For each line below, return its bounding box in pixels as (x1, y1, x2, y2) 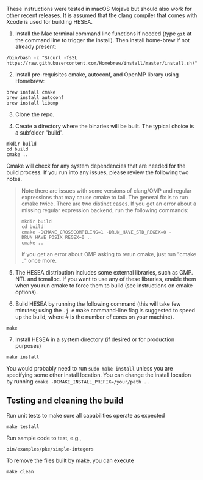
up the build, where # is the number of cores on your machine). (15, 313, 174, 320)
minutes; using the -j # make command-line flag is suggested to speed (15, 307, 196, 314)
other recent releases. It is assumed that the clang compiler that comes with (6, 12, 198, 19)
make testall (6, 423, 40, 430)
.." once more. (21, 257, 57, 264)
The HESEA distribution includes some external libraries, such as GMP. (15, 269, 193, 276)
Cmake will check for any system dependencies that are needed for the (6, 162, 186, 169)
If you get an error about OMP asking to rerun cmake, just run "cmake (21, 251, 197, 257)
